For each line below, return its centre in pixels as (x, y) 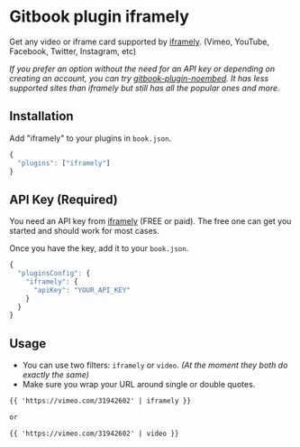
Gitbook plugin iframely (99, 17)
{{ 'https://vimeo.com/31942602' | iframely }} (100, 401)
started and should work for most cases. (85, 231)
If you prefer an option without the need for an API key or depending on (142, 69)
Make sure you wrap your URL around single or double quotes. (139, 385)
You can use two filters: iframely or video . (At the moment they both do (155, 365)
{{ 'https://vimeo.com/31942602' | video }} (94, 433)
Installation (41, 116)
